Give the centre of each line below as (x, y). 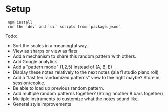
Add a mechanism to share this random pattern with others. (74, 56)
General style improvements (42, 104)
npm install (20, 22)
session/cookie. (29, 83)
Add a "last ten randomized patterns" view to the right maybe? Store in (86, 77)
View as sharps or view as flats (45, 51)
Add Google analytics (35, 61)
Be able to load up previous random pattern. (58, 88)
